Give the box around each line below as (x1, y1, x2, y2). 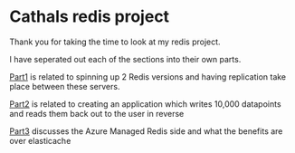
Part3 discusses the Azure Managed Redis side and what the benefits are (9, 125, 283, 137)
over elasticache (9, 135, 71, 146)
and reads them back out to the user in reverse (9, 108, 185, 119)
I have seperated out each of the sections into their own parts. (9, 53, 242, 64)
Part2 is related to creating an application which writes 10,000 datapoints (9, 98, 282, 110)
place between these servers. (9, 81, 120, 91)
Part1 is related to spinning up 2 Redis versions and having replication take (9, 71, 287, 82)
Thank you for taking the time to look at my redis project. (9, 36, 221, 47)
